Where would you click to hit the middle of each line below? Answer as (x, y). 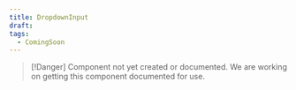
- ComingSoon (41, 42)
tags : (19, 34)
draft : (21, 26)
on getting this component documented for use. (118, 77)
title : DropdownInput (49, 17)
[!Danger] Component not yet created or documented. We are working (159, 67)
